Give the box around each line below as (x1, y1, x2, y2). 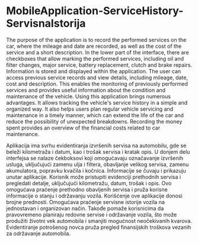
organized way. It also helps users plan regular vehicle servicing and (6, 105, 174, 112)
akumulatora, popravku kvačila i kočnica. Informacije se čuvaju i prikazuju (6, 167, 187, 174)
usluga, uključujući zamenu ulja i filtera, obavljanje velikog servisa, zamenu (6, 161, 189, 168)
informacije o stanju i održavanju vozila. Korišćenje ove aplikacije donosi (6, 192, 183, 199)
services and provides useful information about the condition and (6, 86, 166, 93)
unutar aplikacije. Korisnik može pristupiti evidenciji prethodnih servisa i (6, 173, 181, 180)
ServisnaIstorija (6, 17, 86, 30)
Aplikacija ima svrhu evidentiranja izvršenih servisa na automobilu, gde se (6, 142, 187, 149)
